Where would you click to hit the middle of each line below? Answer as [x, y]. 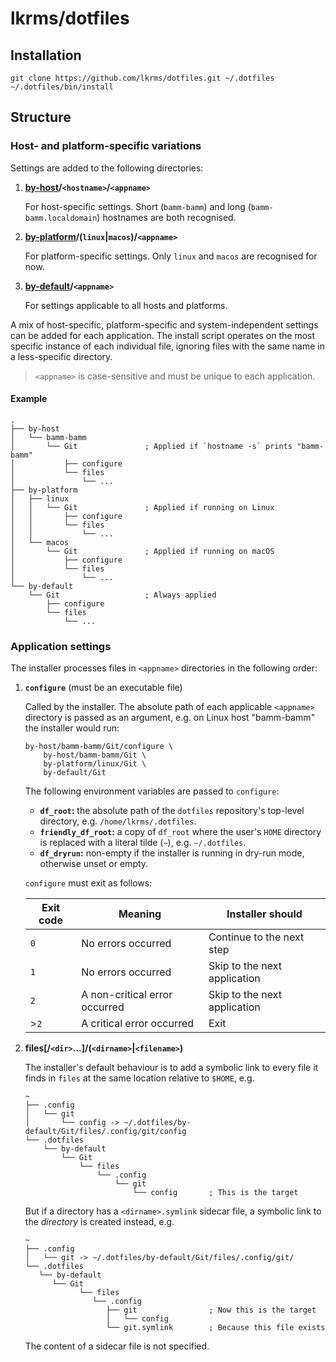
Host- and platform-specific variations [106, 146]
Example [29, 399]
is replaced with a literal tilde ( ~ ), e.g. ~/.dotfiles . [143, 843]
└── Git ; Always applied [122, 595]
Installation [46, 55]
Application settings [61, 646]
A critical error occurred [138, 1024]
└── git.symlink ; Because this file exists [215, 1328]
